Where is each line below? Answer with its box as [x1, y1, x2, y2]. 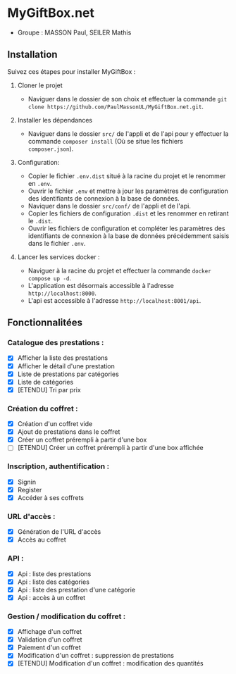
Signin [17, 478, 37, 486]
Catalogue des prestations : [7, 338, 104, 348]
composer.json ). [27, 144, 74, 153]
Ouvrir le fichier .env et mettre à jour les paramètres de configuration [27, 187, 229, 195]
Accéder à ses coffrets [17, 493, 85, 501]
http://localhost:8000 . [27, 289, 97, 297]
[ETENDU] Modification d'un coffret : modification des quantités [17, 659, 204, 668]
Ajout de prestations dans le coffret [17, 428, 120, 436]
